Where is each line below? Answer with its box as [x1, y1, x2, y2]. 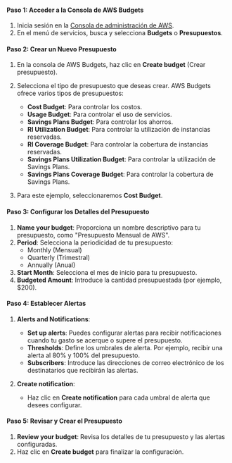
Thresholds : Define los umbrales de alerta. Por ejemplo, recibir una [27, 343, 223, 352]
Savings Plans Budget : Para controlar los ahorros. [27, 118, 174, 126]
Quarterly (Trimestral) [27, 253, 91, 261]
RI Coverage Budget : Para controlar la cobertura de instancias [27, 140, 209, 149]
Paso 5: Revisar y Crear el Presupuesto [6, 416, 122, 426]
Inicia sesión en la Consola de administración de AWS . [16, 21, 174, 30]
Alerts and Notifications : [16, 314, 91, 323]
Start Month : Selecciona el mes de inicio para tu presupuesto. [16, 268, 198, 276]
